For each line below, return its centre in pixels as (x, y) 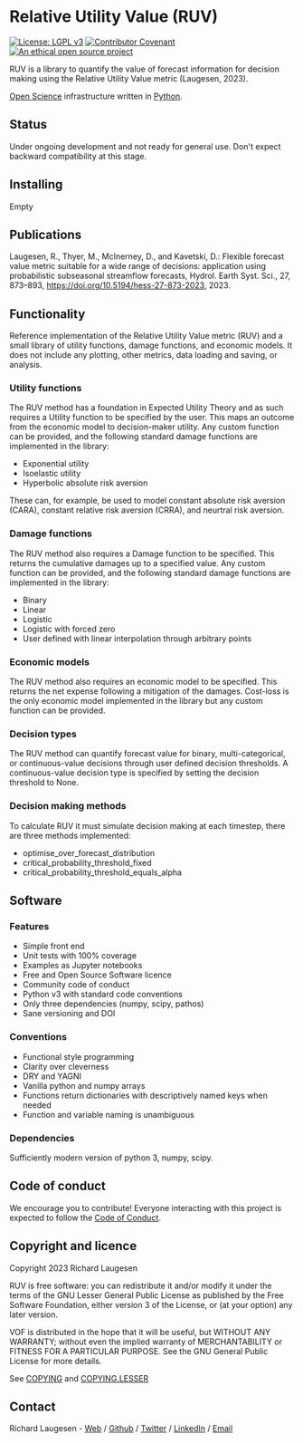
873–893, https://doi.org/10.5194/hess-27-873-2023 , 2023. (120, 285)
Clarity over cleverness (66, 1066)
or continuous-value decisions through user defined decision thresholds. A (149, 764)
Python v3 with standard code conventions (103, 995)
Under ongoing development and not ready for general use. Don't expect (145, 146)
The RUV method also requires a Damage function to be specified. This (142, 553)
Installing (36, 184)
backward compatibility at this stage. (78, 156)
